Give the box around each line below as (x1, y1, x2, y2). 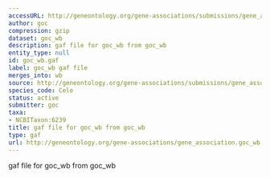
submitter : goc (8, 101, 59, 109)
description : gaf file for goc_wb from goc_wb (8, 42, 167, 50)
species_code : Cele (8, 86, 74, 95)
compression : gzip (8, 26, 70, 34)
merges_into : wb (8, 71, 63, 79)
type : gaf (8, 131, 42, 139)
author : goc (8, 19, 48, 27)
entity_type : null (8, 49, 70, 57)
